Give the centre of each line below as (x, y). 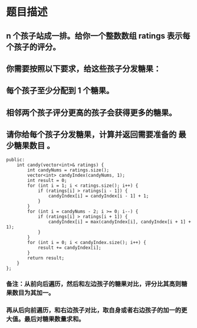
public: (16, 160)
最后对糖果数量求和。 (55, 319)
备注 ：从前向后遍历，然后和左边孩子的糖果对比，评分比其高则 (94, 284)
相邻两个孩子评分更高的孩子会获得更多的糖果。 (91, 113)
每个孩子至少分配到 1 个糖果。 (60, 91)
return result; (46, 258)
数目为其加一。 (33, 293)
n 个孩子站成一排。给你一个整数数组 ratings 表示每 (98, 36)
